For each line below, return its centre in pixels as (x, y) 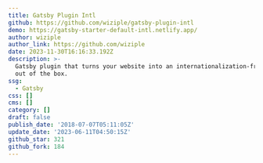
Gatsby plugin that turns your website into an (94, 67)
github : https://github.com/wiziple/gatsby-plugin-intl (101, 23)
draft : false (29, 118)
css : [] (21, 96)
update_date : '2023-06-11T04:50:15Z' (70, 132)
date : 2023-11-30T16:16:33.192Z (61, 52)
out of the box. (41, 74)
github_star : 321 (36, 139)
